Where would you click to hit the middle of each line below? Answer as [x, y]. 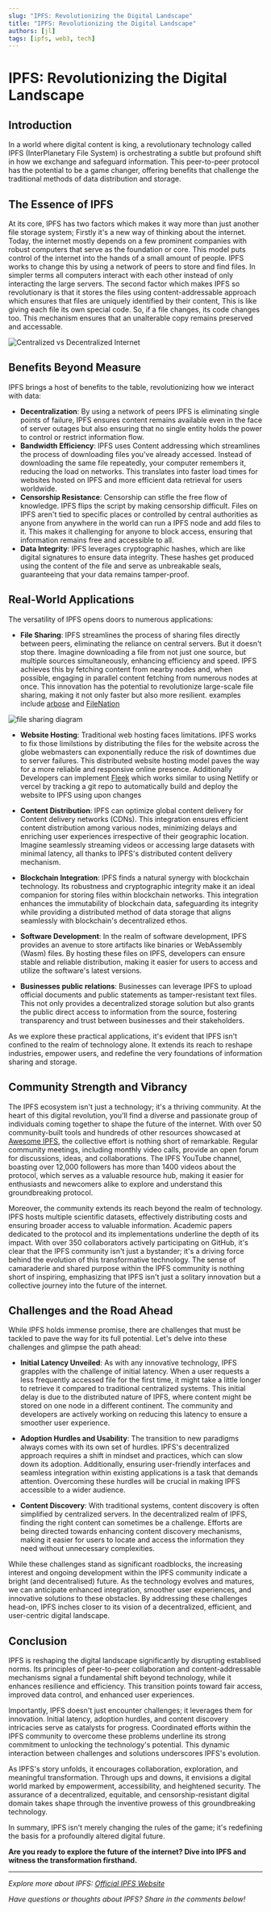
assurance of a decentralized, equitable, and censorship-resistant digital [129, 1795]
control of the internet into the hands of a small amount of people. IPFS [126, 258]
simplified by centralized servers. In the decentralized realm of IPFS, [133, 1514]
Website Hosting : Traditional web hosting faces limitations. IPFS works [138, 735]
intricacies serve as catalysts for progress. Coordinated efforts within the [130, 1728]
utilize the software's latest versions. [81, 971]
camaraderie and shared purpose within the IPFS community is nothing [126, 1268]
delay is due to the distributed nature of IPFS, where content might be [135, 1397]
